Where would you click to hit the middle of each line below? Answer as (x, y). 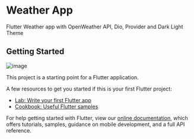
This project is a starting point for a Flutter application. (72, 77)
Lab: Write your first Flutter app (53, 100)
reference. (19, 130)
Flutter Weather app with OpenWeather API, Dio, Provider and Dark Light (95, 27)
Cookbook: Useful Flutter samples (56, 106)
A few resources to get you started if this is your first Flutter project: (89, 89)
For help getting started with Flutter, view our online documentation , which (97, 118)
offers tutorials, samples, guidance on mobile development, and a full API (96, 124)
